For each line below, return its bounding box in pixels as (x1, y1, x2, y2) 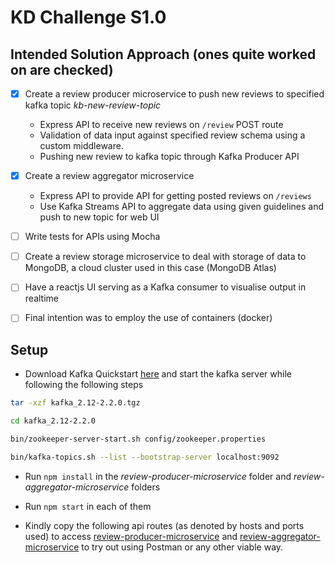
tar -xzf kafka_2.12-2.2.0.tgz (10, 398, 141, 408)
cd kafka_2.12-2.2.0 (10, 416, 97, 426)
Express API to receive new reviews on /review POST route (39, 119, 284, 131)
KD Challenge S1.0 (10, 6, 167, 29)
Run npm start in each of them (24, 500, 152, 512)
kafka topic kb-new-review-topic (24, 99, 162, 111)
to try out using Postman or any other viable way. (81, 541, 284, 553)
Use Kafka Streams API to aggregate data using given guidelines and (39, 201, 324, 213)
